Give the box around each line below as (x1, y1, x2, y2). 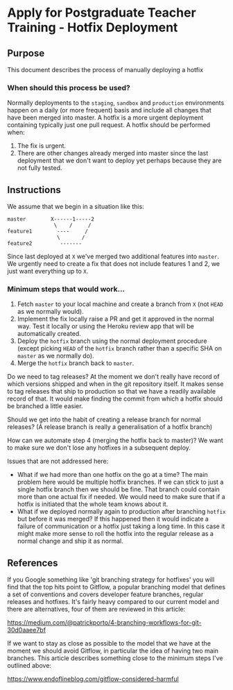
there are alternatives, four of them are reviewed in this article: (7, 605, 186, 614)
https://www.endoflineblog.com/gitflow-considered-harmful (7, 675, 179, 683)
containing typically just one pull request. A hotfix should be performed (7, 121, 210, 129)
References (7, 557, 58, 569)
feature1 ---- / (7, 228, 89, 235)
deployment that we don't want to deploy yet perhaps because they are (17, 156, 222, 165)
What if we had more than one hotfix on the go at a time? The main (17, 471, 208, 479)
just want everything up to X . (7, 267, 89, 276)
